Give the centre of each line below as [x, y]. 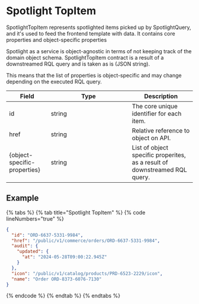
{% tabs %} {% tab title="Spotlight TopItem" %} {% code [76, 212]
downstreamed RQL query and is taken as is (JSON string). [78, 64]
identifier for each [157, 114]
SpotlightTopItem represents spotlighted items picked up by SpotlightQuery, [99, 27]
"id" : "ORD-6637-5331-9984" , [47, 235]
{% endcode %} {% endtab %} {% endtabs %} [63, 296]
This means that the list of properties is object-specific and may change [94, 75]
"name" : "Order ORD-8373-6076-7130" [57, 279]
